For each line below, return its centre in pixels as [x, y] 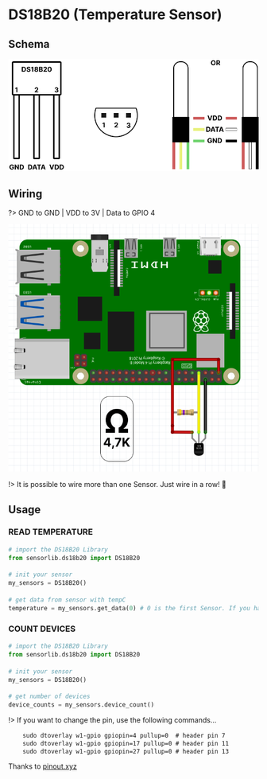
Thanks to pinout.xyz [43, 766]
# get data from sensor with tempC [67, 600]
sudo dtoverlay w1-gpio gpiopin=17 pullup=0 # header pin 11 [126, 744]
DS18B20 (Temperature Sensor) [115, 15]
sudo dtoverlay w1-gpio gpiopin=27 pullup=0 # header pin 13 [126, 752]
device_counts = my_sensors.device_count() [81, 705]
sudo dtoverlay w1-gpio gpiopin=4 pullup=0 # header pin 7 [124, 736]
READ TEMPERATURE [51, 532]
